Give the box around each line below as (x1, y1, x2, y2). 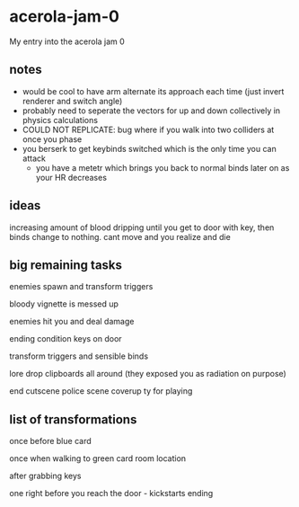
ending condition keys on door (9, 334, 123, 344)
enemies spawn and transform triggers (9, 281, 154, 292)
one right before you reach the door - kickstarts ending (9, 488, 214, 499)
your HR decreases (35, 172, 108, 182)
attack (22, 153, 47, 164)
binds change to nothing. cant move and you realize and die (9, 231, 231, 242)
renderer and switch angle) (22, 95, 123, 106)
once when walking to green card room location (9, 453, 187, 464)
